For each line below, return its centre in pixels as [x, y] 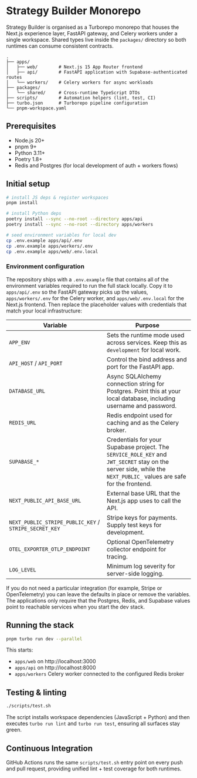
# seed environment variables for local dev [61, 235]
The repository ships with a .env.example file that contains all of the [87, 279]
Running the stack [40, 625]
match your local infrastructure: [44, 311]
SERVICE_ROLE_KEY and [137, 454]
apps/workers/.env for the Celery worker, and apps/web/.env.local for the [95, 298]
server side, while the [136, 469]
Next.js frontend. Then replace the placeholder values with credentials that [96, 304]
